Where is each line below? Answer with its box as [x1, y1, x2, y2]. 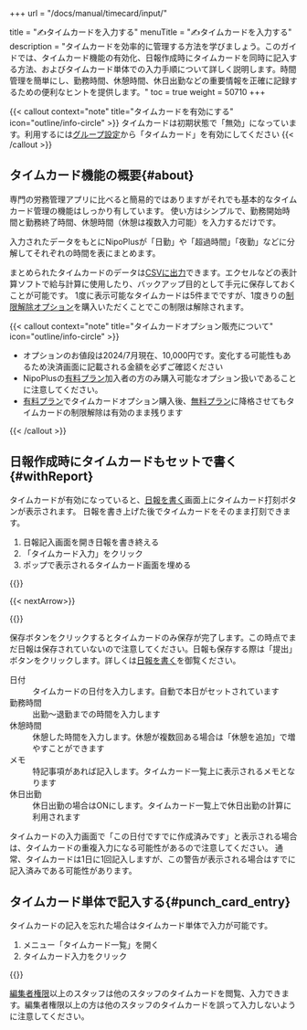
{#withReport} [9, 469, 94, 484]
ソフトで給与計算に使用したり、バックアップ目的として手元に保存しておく [16, 278, 297, 289]
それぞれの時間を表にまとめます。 [33, 247, 161, 259]
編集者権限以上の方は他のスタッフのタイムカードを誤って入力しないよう [24, 1000, 297, 1011]
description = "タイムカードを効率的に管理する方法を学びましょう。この [9, 41, 281, 51]
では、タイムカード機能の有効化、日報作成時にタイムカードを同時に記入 [16, 52, 290, 63]
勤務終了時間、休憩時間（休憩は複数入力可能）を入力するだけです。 [25, 217, 281, 228]
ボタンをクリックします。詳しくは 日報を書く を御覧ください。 [9, 654, 241, 665]
